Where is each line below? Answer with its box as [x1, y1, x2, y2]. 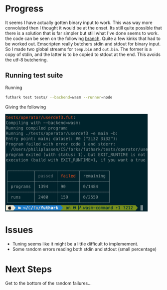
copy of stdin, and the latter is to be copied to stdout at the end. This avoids [5, 51, 161, 57]
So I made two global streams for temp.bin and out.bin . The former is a [5, 46, 152, 52]
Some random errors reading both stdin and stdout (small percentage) [12, 246, 157, 252]
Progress [5, 3, 44, 14]
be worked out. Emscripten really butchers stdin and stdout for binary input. [5, 40, 161, 46]
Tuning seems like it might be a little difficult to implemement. [12, 240, 139, 246]
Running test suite [5, 71, 63, 80]
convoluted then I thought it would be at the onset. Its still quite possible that [5, 24, 162, 30]
